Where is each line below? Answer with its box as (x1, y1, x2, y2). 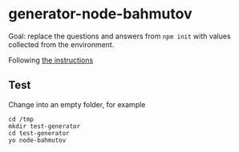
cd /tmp (8, 115, 34, 123)
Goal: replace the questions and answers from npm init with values (8, 31, 231, 41)
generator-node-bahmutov (8, 5, 192, 23)
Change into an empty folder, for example (8, 99, 146, 109)
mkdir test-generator (8, 122, 81, 130)
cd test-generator (8, 129, 70, 137)
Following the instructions (8, 55, 94, 65)
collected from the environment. (8, 39, 115, 49)
